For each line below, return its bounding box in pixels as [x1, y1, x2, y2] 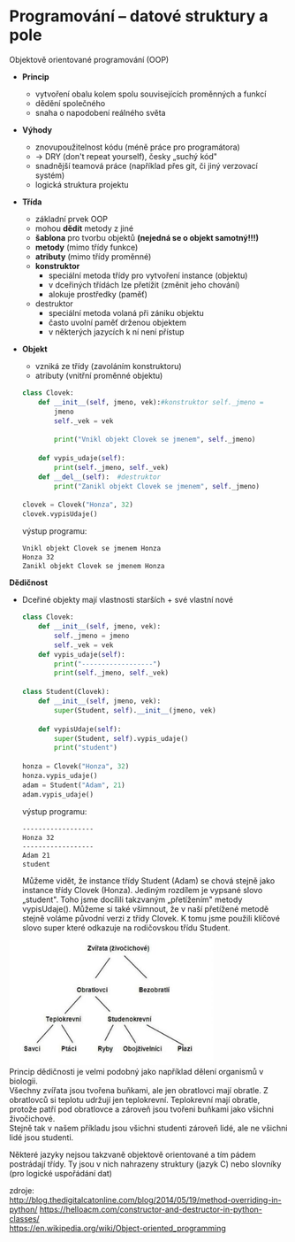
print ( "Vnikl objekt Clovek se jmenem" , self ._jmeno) [54, 436, 256, 444]
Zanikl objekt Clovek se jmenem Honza [21, 562, 165, 571]
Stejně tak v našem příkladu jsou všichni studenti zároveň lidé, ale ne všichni [9, 1122, 288, 1133]
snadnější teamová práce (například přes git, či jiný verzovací [34, 160, 259, 171]
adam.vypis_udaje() [21, 790, 95, 798]
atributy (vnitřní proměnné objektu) [34, 370, 163, 381]
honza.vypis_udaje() [21, 772, 98, 781]
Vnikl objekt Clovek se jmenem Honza [21, 544, 162, 553]
